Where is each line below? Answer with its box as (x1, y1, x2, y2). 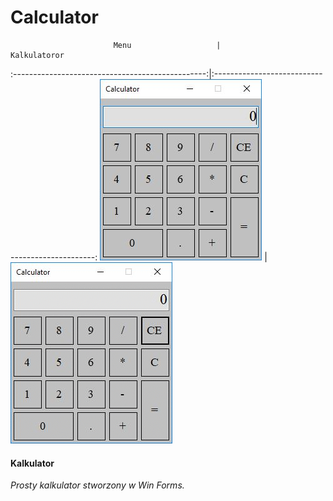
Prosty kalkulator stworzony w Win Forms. (10, 479, 185, 491)
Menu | (113, 40, 222, 50)
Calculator (10, 6, 99, 29)
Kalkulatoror (10, 50, 65, 60)
